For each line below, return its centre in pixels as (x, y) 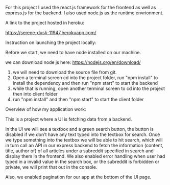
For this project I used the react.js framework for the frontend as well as (81, 7)
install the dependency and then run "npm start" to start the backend (85, 83)
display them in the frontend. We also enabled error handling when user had (85, 156)
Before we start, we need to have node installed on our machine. (73, 52)
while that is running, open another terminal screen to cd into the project (89, 88)
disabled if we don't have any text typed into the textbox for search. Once (83, 134)
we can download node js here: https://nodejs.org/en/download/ (73, 62)
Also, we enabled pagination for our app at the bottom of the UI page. (78, 177)
